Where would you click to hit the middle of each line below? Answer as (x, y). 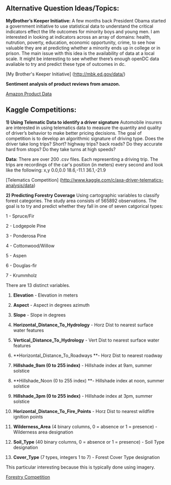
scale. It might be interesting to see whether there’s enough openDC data (82, 59)
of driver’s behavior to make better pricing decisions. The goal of (74, 133)
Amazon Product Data (29, 93)
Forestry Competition (28, 477)
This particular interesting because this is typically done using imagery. (80, 467)
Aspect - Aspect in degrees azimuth (51, 305)
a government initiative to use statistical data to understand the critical (79, 26)
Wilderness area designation (43, 432)
